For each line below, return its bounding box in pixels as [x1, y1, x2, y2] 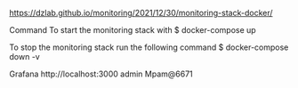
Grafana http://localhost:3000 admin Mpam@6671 [9, 68, 193, 79]
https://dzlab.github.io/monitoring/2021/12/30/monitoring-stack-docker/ [9, 8, 273, 18]
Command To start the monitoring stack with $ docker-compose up [9, 25, 256, 35]
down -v [9, 52, 40, 61]
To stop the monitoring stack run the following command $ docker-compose [9, 42, 289, 52]
